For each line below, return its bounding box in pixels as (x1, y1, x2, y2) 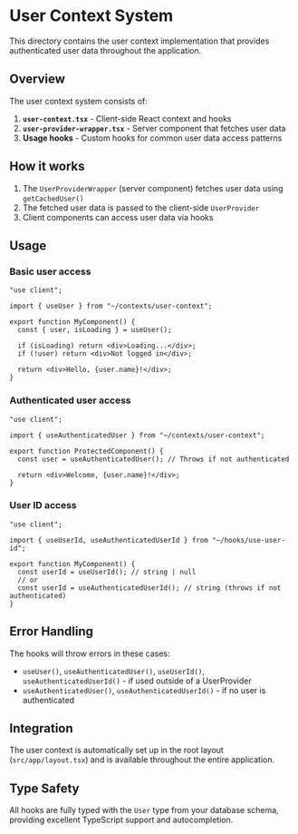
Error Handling (9, 623, 93, 640)
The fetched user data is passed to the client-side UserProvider (22, 201, 260, 213)
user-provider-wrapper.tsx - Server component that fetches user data (22, 123, 286, 133)
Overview (9, 72, 66, 87)
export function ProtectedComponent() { (9, 446, 165, 456)
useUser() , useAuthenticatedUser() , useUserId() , (22, 665, 206, 676)
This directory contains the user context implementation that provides (9, 35, 270, 46)
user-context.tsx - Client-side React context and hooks (22, 113, 232, 123)
